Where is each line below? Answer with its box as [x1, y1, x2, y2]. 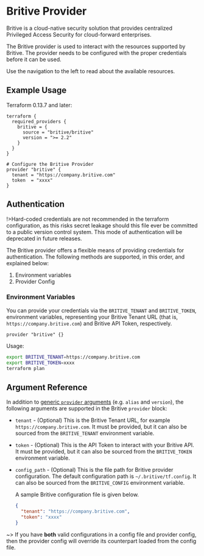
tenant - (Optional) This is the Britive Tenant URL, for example [15, 416, 171, 424]
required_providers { [12, 118, 67, 124]
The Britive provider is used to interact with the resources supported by [6, 43, 186, 50]
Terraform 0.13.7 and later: [6, 101, 72, 109]
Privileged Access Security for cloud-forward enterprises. [6, 30, 152, 38]
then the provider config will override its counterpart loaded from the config [6, 537, 197, 544]
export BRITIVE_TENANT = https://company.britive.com [6, 354, 140, 360]
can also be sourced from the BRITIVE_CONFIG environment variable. [15, 479, 185, 486]
